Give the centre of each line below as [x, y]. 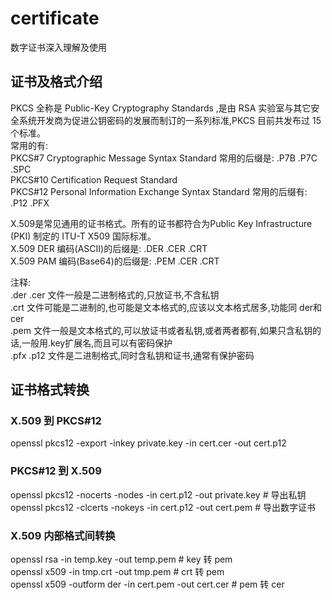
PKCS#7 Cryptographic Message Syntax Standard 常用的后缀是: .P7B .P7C [164, 158]
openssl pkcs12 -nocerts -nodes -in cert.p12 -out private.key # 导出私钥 [158, 494]
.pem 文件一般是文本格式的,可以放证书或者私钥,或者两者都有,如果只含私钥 [161, 330]
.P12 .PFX [30, 203]
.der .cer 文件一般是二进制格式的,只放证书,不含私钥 [115, 294]
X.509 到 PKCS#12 [56, 421]
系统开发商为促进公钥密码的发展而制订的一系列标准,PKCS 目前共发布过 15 [170, 120]
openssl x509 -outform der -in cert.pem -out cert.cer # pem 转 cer [147, 584]
